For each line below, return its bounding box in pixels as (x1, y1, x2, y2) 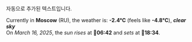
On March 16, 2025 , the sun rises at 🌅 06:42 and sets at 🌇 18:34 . (6, 29, 160, 36)
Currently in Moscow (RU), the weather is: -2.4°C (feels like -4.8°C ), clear (6, 17, 186, 23)
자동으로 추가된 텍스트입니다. (6, 5, 72, 12)
